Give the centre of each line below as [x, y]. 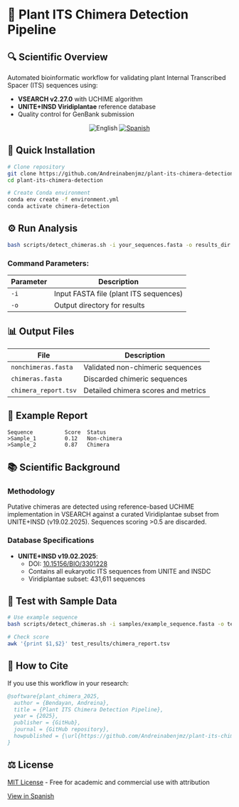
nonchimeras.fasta [42, 367]
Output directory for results [99, 305]
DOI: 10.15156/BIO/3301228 [68, 564]
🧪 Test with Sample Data [62, 601]
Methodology [31, 491]
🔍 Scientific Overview [58, 57]
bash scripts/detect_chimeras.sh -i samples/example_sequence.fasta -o [116, 624]
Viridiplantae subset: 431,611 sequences [87, 579]
